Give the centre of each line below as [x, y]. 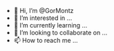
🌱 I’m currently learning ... [50, 25]
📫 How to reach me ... [46, 40]
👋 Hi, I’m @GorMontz [44, 11]
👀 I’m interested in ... [43, 18]
